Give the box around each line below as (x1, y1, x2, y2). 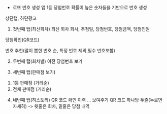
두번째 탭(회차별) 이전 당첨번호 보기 (12, 58, 83, 64)
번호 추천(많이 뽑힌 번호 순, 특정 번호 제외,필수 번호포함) (5, 48, 116, 53)
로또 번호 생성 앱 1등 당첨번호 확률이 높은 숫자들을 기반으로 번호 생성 (12, 5, 147, 10)
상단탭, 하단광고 (5, 15, 37, 21)
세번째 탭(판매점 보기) (12, 69, 56, 75)
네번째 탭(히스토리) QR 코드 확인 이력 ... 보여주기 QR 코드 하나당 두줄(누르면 (12, 97, 162, 103)
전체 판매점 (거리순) (12, 86, 52, 92)
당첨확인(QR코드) (5, 37, 40, 43)
